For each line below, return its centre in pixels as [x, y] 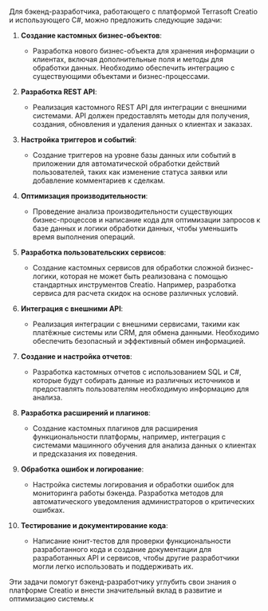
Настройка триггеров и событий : [79, 140]
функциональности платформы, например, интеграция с [129, 437]
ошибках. [49, 510]
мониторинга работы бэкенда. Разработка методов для [128, 493]
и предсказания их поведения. [85, 453]
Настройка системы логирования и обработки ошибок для [133, 485]
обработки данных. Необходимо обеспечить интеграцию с [134, 68]
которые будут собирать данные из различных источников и [136, 380]
